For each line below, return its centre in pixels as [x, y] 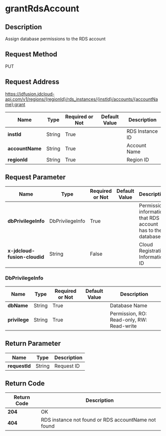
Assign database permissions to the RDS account [55, 39]
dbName [18, 305]
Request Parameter [35, 177]
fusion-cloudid [26, 257]
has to [146, 230]
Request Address [32, 82]
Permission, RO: [128, 314]
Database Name [128, 305]
